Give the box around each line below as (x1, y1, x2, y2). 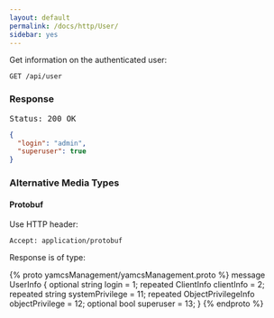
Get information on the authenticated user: (9, 55, 168, 66)
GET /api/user (9, 72, 63, 81)
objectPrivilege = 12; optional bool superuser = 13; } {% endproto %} (9, 298, 264, 309)
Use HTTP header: (9, 219, 78, 230)
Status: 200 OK (9, 114, 77, 123)
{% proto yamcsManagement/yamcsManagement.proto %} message (9, 269, 266, 280)
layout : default (9, 13, 70, 23)
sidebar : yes (9, 30, 59, 39)
